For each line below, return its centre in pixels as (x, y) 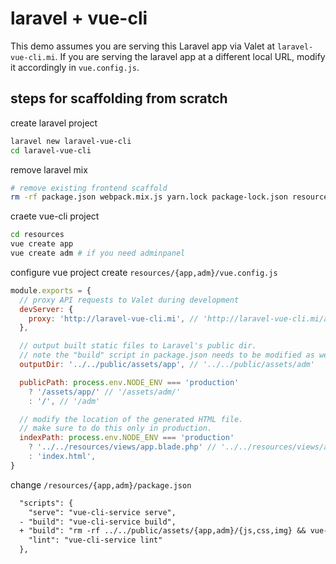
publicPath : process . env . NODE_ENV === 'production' (129, 382)
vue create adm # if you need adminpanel (98, 253)
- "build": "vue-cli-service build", (98, 522)
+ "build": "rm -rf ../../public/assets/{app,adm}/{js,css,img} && (163, 531)
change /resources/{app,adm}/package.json (101, 484)
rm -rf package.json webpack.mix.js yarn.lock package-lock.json (149, 197)
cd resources (37, 235)
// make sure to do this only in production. (116, 428)
